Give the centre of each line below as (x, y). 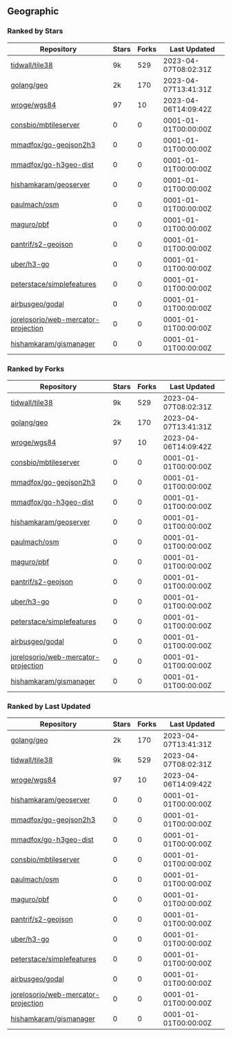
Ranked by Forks (36, 368)
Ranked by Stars (35, 31)
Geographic (33, 11)
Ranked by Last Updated (49, 706)
